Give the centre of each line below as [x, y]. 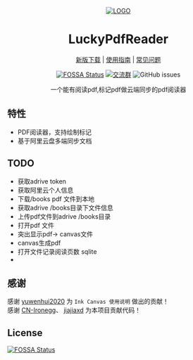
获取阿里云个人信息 [45, 190]
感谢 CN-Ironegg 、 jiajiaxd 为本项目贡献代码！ [74, 310]
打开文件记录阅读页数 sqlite [57, 251]
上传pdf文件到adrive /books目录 [64, 216]
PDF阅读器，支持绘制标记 [55, 132]
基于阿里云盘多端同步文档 [55, 141]
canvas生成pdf [39, 243]
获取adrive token [42, 181]
